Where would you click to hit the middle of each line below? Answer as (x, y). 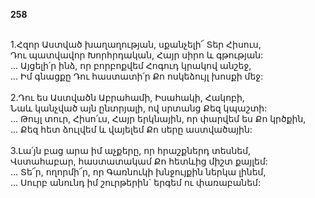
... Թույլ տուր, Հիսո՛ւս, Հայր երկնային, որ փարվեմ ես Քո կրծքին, (158, 118)
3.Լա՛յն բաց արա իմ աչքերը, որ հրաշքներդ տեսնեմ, (131, 150)
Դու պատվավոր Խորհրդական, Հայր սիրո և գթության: (137, 55)
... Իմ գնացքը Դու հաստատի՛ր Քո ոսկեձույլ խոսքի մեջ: (137, 76)
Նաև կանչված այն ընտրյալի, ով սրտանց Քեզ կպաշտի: (139, 108)
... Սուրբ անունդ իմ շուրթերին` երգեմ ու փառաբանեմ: (135, 182)
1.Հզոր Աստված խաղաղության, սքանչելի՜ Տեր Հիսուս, (136, 44)
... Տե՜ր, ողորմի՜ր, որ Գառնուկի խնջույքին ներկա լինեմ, (138, 172)
